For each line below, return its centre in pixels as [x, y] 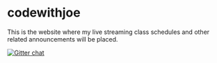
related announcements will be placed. [63, 39]
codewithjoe [44, 13]
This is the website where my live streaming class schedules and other [108, 32]
